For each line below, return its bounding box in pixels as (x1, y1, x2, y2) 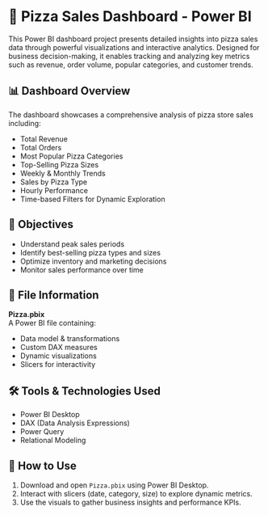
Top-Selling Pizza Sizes (19, 159, 99, 169)
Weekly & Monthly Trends (19, 168, 107, 178)
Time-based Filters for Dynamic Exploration (19, 194, 165, 204)
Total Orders (19, 142, 62, 152)
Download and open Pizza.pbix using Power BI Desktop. (19, 480, 209, 490)
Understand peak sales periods (19, 239, 125, 249)
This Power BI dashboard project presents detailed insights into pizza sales (8, 34, 258, 44)
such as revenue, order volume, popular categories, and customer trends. (8, 60, 253, 70)
